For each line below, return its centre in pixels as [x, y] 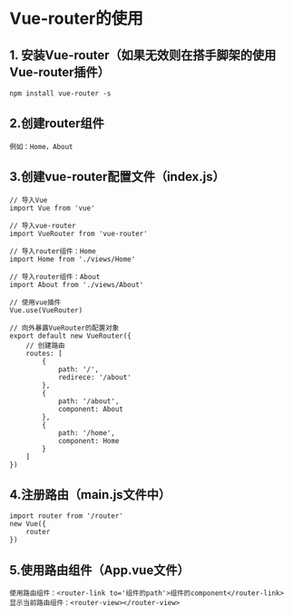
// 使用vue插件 [35, 302]
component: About [91, 409]
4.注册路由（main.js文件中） [90, 495]
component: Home [88, 441]
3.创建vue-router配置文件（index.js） [117, 177]
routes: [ [44, 353]
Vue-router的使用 [76, 19]
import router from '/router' [67, 516]
